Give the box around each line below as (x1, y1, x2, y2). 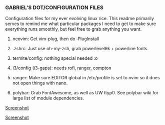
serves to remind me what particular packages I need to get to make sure (5, 21, 156, 27)
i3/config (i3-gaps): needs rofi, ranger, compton (12, 65, 111, 71)
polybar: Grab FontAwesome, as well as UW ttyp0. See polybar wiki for (12, 90, 158, 96)
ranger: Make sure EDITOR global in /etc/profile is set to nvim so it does (12, 75, 160, 81)
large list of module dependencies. (12, 95, 84, 101)
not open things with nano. (12, 80, 68, 86)
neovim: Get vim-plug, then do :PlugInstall (12, 36, 99, 42)
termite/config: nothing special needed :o (12, 55, 98, 61)
